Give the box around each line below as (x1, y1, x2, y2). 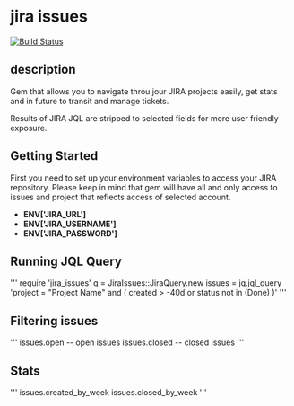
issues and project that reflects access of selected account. (10, 191, 231, 202)
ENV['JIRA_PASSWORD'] (22, 227, 117, 239)
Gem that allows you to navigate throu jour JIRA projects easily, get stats (10, 85, 278, 96)
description (10, 62, 76, 77)
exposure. (10, 122, 48, 133)
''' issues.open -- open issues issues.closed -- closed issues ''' (10, 337, 245, 348)
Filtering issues (10, 313, 99, 329)
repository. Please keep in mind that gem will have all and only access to (10, 181, 278, 192)
